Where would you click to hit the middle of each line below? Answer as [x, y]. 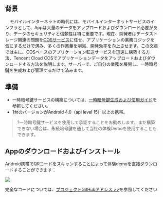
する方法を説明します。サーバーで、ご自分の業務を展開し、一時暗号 [90, 64]
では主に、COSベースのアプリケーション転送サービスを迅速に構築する [75, 52]
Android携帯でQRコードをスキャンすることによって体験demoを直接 [72, 164]
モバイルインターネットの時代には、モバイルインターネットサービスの [80, 21]
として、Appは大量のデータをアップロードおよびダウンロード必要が [86, 27]
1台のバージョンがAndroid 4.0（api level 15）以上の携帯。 [70, 112]
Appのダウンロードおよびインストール [63, 151]
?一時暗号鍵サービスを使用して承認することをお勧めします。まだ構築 [86, 122]
